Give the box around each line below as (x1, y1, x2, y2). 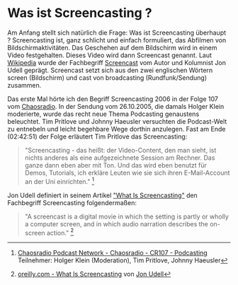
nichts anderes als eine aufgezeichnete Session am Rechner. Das (24, 153, 215, 162)
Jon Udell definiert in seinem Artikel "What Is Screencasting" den (7, 191, 198, 199)
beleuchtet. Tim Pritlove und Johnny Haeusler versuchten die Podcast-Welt (7, 117, 227, 125)
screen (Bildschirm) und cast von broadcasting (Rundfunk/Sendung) (7, 73, 208, 82)
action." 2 (46, 227, 74, 237)
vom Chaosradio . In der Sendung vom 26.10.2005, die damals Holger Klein (7, 102, 225, 110)
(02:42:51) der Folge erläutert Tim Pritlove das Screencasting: (7, 132, 188, 141)
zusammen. (7, 81, 42, 89)
